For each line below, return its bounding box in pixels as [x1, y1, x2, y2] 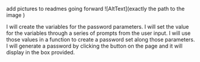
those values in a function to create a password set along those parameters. [6, 36, 195, 43]
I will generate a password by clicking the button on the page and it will [6, 42, 183, 49]
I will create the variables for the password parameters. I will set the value [6, 23, 189, 30]
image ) [6, 11, 25, 19]
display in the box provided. [6, 49, 75, 56]
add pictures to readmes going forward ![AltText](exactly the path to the [6, 5, 185, 12]
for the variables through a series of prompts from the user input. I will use [6, 29, 191, 37]
